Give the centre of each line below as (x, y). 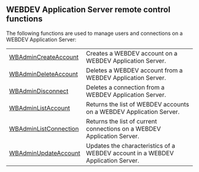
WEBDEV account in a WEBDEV (130, 153)
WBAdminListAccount (40, 108)
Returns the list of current (121, 121)
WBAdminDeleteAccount (44, 74)
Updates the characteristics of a (131, 145)
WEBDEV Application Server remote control (88, 10)
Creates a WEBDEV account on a (131, 53)
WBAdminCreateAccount (44, 57)
